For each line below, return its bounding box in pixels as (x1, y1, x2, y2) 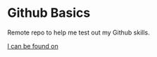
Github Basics (7, 5, 91, 21)
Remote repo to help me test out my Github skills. (7, 28, 150, 37)
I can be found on (7, 42, 58, 50)
